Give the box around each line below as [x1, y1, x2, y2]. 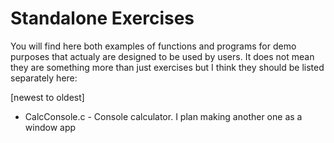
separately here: [10, 72, 78, 84]
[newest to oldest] [10, 91, 85, 103]
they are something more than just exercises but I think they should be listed [10, 61, 325, 73]
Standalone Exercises [10, 7, 195, 30]
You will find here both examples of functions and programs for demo [10, 40, 297, 52]
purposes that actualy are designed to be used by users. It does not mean [10, 50, 315, 62]
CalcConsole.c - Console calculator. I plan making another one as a [24, 110, 303, 122]
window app [24, 121, 77, 133]
